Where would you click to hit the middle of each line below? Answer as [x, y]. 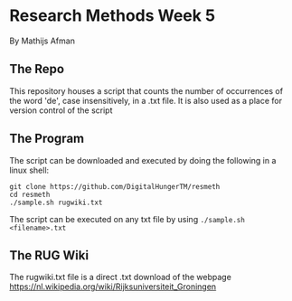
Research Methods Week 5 [112, 16]
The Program [47, 139]
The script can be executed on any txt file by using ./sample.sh [127, 219]
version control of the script [61, 110]
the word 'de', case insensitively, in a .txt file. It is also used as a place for [146, 100]
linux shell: [29, 170]
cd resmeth [30, 194]
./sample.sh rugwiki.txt [56, 202]
